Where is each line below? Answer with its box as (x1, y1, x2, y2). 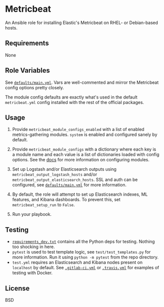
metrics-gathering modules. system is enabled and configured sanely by (12, 131, 158, 138)
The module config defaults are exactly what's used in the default (5, 94, 138, 100)
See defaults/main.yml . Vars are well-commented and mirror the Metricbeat (5, 79, 159, 85)
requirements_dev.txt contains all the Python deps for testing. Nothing (12, 239, 155, 245)
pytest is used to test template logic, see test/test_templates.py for (12, 249, 151, 255)
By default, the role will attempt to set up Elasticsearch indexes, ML (12, 191, 148, 197)
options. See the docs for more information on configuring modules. (12, 157, 150, 163)
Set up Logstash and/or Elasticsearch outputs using (12, 166, 117, 172)
